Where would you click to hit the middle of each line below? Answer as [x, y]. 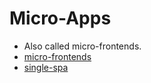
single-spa [46, 67]
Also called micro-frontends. [82, 46]
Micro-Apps [60, 18]
